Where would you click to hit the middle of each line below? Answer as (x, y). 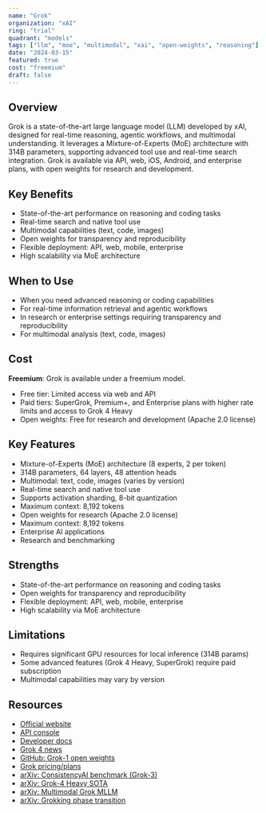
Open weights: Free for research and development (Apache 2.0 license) (138, 419)
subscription (40, 671)
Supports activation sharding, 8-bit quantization (99, 498)
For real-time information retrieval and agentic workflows (113, 309)
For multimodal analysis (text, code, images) (93, 334)
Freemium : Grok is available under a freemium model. (97, 378)
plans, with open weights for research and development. (101, 169)
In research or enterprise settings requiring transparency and (120, 317)
